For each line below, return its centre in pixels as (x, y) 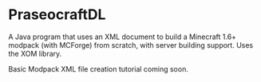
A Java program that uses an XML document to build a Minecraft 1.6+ (123, 37)
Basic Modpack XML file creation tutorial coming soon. (99, 68)
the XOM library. (35, 53)
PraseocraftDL (57, 15)
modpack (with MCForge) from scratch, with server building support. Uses (131, 45)
